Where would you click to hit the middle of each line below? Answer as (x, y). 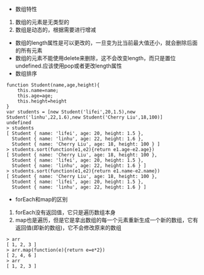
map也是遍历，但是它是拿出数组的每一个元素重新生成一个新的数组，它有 (107, 220)
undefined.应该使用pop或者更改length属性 (69, 66)
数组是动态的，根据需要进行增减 (55, 30)
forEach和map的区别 (41, 199)
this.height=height (42, 101)
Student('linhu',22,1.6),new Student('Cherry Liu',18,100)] (85, 117)
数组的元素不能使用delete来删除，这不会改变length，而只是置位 (95, 58)
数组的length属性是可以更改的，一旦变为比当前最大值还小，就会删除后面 (106, 43)
